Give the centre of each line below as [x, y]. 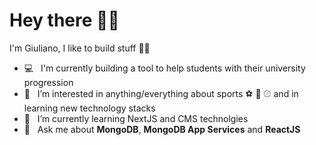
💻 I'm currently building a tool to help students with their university [164, 68]
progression [48, 82]
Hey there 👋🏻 [64, 20]
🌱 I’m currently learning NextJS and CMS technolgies [136, 118]
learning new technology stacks [89, 108]
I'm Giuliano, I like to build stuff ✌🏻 [80, 48]
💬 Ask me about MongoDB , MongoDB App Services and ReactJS [162, 129]
